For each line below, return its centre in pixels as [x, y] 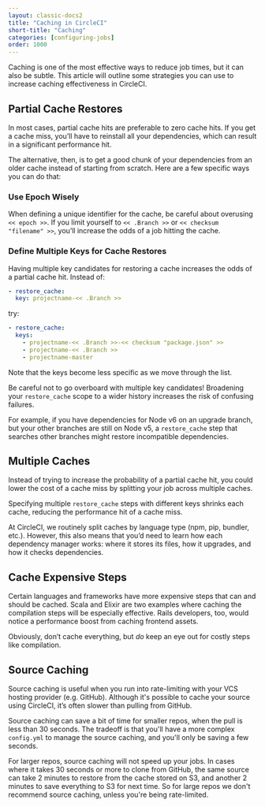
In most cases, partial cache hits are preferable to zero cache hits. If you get [132, 128]
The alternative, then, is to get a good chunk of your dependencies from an [130, 159]
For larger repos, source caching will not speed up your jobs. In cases [121, 761]
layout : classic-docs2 [45, 15]
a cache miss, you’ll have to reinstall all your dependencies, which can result [132, 136]
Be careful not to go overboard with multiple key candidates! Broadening [126, 388]
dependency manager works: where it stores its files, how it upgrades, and [130, 544]
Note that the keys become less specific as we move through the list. [120, 372]
